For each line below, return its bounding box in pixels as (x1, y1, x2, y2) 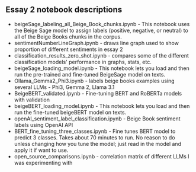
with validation (14, 96, 50, 103)
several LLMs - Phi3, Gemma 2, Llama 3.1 (14, 83, 115, 91)
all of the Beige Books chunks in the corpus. (14, 33, 122, 40)
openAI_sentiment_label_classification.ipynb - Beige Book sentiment (14, 115, 181, 122)
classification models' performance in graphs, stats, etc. (14, 58, 152, 65)
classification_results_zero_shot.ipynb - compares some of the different (14, 52, 189, 59)
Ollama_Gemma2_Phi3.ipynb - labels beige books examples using (14, 77, 175, 84)
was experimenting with (14, 159, 73, 166)
